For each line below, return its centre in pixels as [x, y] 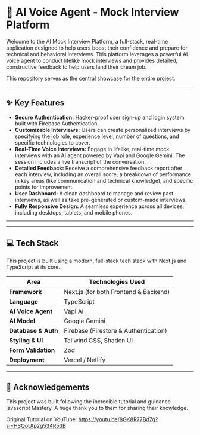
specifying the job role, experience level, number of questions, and [97, 136]
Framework [26, 292]
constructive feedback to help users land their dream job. [76, 67]
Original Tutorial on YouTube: [42, 419]
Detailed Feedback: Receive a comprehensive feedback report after [99, 168]
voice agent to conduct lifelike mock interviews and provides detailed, [92, 60]
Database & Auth [34, 330]
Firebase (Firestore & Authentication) [116, 330]
